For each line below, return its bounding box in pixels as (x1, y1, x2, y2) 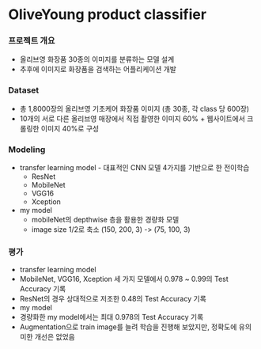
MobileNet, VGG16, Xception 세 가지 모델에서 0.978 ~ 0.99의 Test (19, 275, 229, 284)
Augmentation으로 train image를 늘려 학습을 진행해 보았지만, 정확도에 (19, 322, 237, 332)
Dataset (8, 85, 40, 96)
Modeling (8, 144, 46, 155)
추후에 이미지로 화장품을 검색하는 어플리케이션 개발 (19, 65, 176, 74)
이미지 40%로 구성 (40, 123, 100, 133)
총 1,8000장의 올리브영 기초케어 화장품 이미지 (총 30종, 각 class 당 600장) (19, 104, 250, 113)
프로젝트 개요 (8, 36, 55, 47)
